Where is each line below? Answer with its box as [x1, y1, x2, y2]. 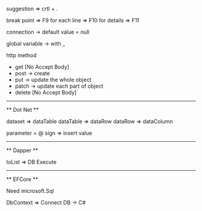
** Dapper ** [6, 147, 38, 154]
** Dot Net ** [6, 106, 39, 113]
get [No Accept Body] [14, 63, 70, 70]
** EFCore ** [6, 176, 38, 183]
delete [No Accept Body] [14, 89, 77, 96]
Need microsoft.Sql [6, 188, 54, 194]
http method [6, 52, 37, 59]
